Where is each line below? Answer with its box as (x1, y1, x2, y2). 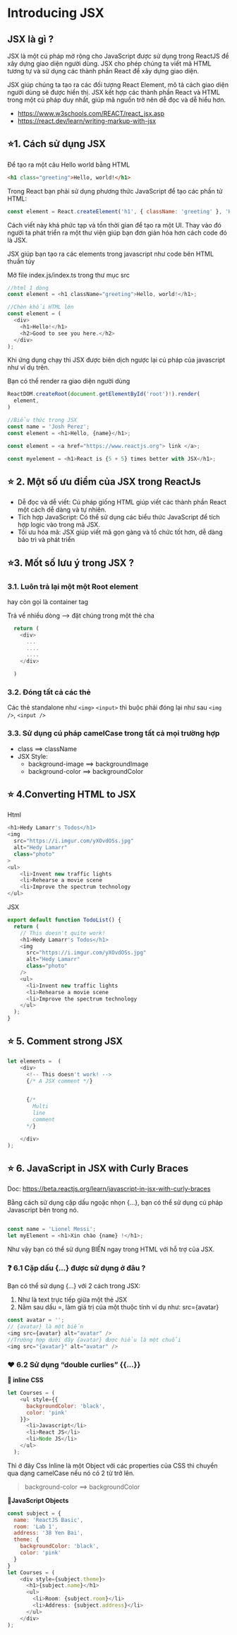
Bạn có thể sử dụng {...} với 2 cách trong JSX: (7, 1282, 141, 1290)
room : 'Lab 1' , (13, 1523, 59, 1530)
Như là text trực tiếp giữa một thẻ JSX (17, 1295, 128, 1304)
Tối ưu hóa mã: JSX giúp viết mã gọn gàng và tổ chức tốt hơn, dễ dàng (17, 528, 224, 536)
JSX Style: (17, 752, 48, 760)
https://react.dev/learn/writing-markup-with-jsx (17, 117, 157, 125)
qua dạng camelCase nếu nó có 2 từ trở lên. (7, 1468, 135, 1477)
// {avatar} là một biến (7, 1323, 83, 1330)
